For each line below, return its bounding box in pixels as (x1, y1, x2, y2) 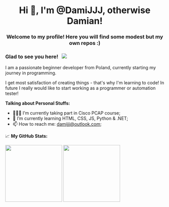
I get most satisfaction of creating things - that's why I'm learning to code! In (5, 80, 164, 86)
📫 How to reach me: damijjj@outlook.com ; (12, 121, 102, 127)
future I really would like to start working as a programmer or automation (5, 85, 156, 91)
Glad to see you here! (5, 53, 59, 60)
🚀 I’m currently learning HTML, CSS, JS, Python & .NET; (12, 116, 129, 122)
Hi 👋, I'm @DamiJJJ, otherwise (19, 5, 151, 16)
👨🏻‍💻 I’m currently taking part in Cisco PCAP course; (12, 110, 121, 116)
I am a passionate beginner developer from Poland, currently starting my (5, 65, 156, 71)
